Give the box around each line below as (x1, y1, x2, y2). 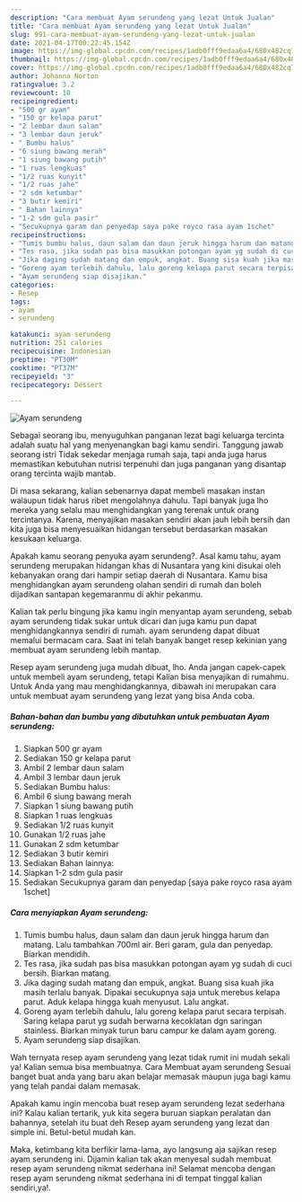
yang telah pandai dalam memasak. (10, 1081, 142, 1092)
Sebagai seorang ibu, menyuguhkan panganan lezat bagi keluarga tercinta (10, 430, 285, 441)
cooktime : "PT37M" (10, 363, 79, 373)
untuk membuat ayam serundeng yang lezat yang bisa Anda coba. (10, 691, 255, 702)
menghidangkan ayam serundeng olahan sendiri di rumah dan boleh (10, 579, 263, 590)
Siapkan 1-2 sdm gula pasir (22, 868, 124, 879)
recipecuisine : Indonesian (10, 347, 111, 356)
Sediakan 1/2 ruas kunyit (22, 819, 115, 831)
